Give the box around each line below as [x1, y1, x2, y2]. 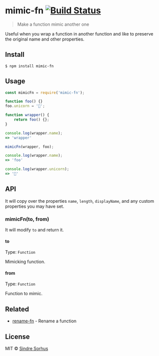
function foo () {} [5, 99, 43, 104]
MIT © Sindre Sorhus [5, 346, 48, 352]
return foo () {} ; [14, 117, 50, 122]
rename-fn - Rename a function [12, 318, 77, 324]
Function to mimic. [5, 291, 43, 297]
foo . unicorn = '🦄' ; [5, 104, 45, 109]
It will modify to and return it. [5, 227, 64, 233]
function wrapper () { [5, 113, 50, 118]
